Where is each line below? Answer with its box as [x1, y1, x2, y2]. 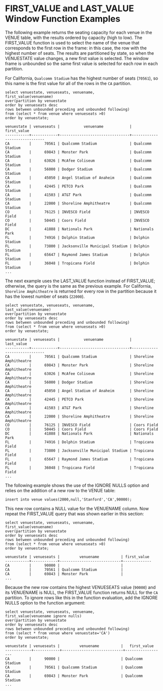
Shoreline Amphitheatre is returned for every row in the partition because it [5, 288, 157, 294]
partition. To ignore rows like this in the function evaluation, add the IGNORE [5, 594, 158, 601]
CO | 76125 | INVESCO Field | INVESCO [5, 209, 150, 214]
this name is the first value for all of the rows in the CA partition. [5, 80, 132, 86]
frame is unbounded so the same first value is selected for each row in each [5, 61, 158, 66]
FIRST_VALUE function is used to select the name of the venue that [5, 40, 140, 45]
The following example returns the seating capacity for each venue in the [5, 29, 152, 35]
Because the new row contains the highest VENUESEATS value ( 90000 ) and [5, 584, 156, 590]
